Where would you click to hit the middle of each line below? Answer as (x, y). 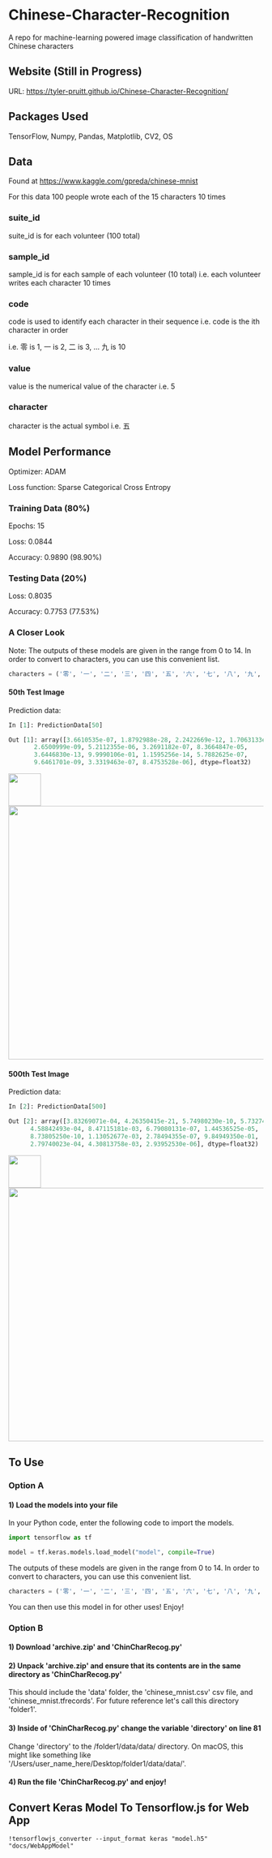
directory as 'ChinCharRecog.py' (65, 1674)
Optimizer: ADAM (37, 471)
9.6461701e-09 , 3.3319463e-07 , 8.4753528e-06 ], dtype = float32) (142, 763)
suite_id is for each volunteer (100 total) (74, 235)
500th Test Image (39, 1073)
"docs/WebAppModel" (41, 1846)
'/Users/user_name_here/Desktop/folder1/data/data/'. (98, 1763)
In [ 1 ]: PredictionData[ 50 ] (56, 725)
